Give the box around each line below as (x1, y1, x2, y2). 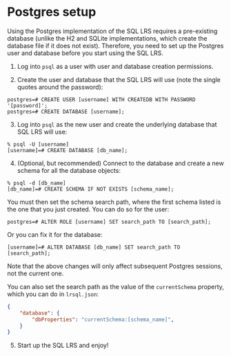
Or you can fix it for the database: (7, 230, 103, 238)
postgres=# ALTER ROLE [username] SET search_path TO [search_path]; (7, 218, 212, 225)
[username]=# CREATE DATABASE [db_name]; (7, 147, 128, 154)
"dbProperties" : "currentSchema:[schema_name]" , (32, 316, 174, 323)
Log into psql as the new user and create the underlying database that (17, 120, 217, 128)
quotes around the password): (17, 83, 103, 91)
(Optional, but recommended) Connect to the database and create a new (17, 159, 224, 167)
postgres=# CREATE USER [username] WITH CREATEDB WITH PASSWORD (7, 96, 196, 103)
